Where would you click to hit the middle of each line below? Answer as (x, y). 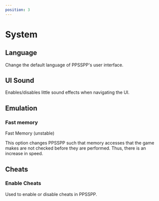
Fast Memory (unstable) (30, 133)
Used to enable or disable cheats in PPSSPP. (51, 194)
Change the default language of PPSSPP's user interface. (64, 65)
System (21, 34)
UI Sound (20, 81)
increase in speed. (24, 154)
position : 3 (17, 10)
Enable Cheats (23, 184)
